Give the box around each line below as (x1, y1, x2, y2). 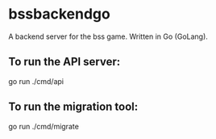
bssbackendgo (8, 5, 110, 23)
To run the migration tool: (8, 100, 139, 114)
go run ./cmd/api (8, 76, 64, 86)
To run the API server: (8, 55, 121, 69)
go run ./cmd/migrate (8, 121, 79, 131)
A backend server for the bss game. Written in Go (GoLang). (8, 32, 208, 41)
